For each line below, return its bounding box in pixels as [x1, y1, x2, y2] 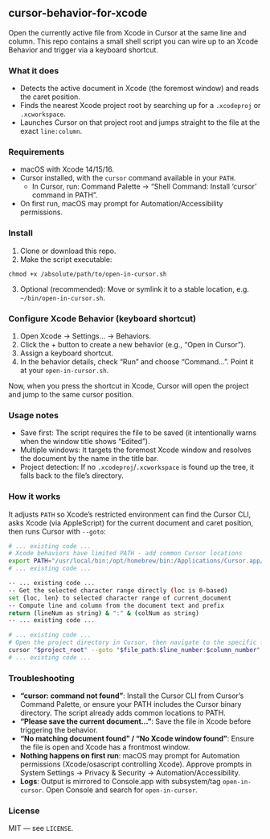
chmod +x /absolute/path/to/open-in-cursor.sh [8, 270, 167, 278]
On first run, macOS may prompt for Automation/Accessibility [19, 199, 223, 209]
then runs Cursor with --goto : [8, 526, 106, 536]
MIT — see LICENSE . [8, 824, 74, 833]
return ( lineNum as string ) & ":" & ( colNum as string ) [8, 608, 199, 617]
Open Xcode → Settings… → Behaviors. [19, 331, 151, 341]
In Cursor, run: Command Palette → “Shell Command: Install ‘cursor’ [31, 181, 257, 192]
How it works [8, 491, 61, 502]
